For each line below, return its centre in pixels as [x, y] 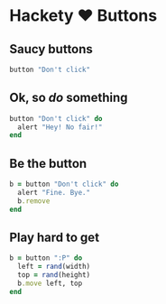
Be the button [48, 163]
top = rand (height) [54, 275]
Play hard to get [55, 238]
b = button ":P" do [46, 258]
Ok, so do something [69, 98]
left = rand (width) [54, 267]
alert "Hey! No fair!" [60, 127]
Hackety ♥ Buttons [83, 16]
